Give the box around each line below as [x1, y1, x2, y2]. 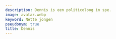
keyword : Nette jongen [5, 17, 53, 22]
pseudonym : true [5, 21, 39, 27]
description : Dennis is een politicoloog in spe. [5, 7, 112, 13]
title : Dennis [5, 26, 35, 31]
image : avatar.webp [5, 12, 46, 17]
